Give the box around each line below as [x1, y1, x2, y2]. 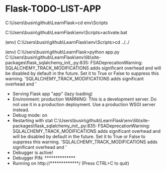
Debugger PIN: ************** [12, 154, 75, 161]
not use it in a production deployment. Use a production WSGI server [12, 101, 156, 107]
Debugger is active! [12, 149, 53, 155]
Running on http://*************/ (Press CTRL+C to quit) [12, 160, 129, 166]
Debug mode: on [12, 112, 48, 118]
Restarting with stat [12, 117, 53, 123]
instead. [12, 107, 30, 113]
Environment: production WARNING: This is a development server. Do [12, 96, 157, 102]
